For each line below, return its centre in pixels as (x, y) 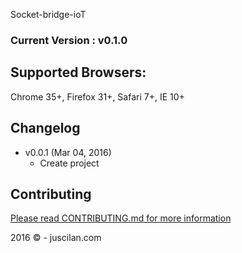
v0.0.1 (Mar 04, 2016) (68, 152)
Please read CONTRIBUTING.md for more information (121, 218)
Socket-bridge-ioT (48, 14)
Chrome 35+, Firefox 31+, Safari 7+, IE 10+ (97, 96)
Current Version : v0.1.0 (69, 40)
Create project (69, 163)
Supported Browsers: (78, 72)
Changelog (45, 128)
